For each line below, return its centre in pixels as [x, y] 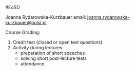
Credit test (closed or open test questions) [57, 42]
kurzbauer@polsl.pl [26, 23]
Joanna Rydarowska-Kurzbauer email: [46, 17]
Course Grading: [23, 32]
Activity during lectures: [38, 47]
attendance [32, 64]
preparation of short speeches [53, 53]
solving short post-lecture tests [54, 58]
